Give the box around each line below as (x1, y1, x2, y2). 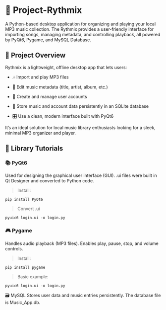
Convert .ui (17, 206, 40, 212)
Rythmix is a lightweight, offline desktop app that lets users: (5, 64, 127, 70)
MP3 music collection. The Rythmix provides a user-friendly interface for (5, 26, 154, 32)
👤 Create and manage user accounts (12, 93, 88, 99)
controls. (5, 245, 23, 251)
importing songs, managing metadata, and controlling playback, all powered (5, 31, 161, 37)
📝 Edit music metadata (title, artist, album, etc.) (12, 84, 108, 90)
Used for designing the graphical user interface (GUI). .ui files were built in (5, 172, 157, 178)
